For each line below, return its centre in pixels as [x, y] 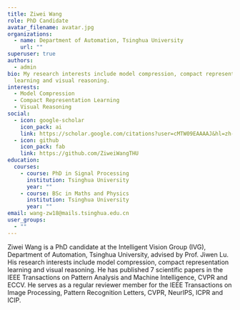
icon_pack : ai [41, 127]
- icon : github [36, 140]
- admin [25, 67]
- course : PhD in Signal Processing [75, 173]
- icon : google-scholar [49, 120]
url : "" [31, 47]
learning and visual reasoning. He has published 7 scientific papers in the [115, 269]
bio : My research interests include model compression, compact [105, 74]
